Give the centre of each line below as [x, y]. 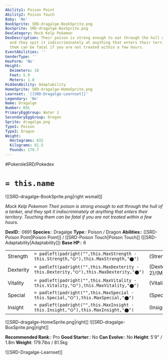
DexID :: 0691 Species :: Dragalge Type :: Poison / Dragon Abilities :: [74, 232]
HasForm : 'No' [20, 61]
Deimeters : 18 [24, 71]
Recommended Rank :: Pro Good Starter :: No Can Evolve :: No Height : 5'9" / [84, 337]
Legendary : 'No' [22, 98]
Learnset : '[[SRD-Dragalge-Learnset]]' [47, 94]
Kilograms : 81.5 [26, 145]
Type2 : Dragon [20, 131]
